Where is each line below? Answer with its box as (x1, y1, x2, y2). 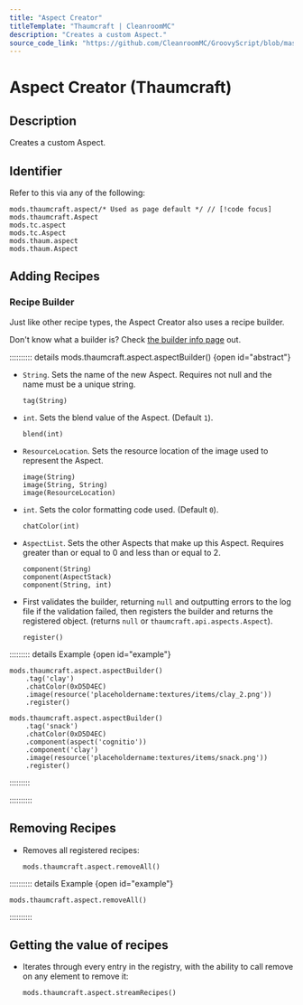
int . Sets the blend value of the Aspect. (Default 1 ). (22, 412, 214, 423)
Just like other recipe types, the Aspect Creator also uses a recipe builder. (9, 316, 285, 327)
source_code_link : (9, 38, 78, 48)
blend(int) (22, 429, 64, 438)
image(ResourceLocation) (22, 488, 116, 497)
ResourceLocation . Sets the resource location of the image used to (22, 445, 269, 456)
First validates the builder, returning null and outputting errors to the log (22, 596, 291, 606)
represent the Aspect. (22, 455, 104, 465)
